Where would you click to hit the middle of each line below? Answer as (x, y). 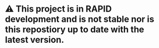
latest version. (35, 40)
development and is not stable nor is (79, 19)
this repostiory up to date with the (75, 30)
